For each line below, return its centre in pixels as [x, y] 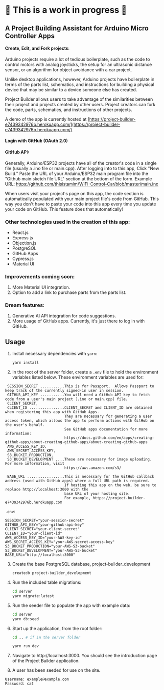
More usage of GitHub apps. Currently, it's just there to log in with [79, 321]
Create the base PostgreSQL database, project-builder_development [81, 564]
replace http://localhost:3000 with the [47, 489]
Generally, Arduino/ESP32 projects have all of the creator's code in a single [81, 163]
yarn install [25, 363]
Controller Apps [30, 36]
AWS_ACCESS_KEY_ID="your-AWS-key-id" [44, 538]
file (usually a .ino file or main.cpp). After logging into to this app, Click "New [82, 168]
